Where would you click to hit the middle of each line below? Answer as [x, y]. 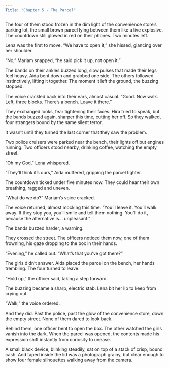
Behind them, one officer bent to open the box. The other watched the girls [84, 328]
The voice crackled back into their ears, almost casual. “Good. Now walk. [82, 96]
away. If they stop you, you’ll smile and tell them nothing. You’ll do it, [77, 213]
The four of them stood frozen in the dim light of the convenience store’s [81, 24]
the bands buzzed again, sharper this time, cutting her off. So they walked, [83, 117]
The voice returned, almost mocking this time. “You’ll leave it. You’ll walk [81, 207]
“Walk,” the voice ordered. [32, 303]
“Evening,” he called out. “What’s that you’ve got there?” [64, 253]
